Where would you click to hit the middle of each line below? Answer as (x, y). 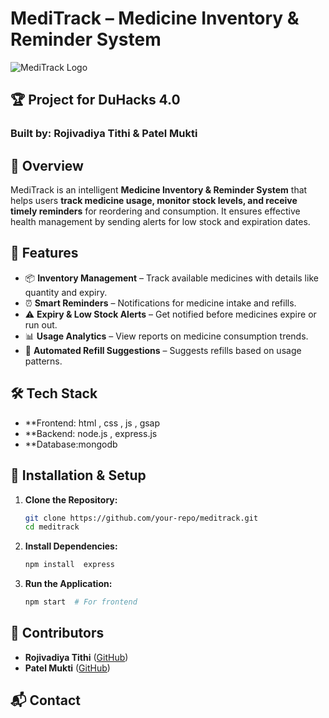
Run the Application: (68, 584)
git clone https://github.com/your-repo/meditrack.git (141, 518)
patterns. (43, 361)
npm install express (69, 565)
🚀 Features (44, 253)
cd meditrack (52, 527)
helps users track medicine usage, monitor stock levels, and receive (154, 201)
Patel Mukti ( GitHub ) (67, 668)
